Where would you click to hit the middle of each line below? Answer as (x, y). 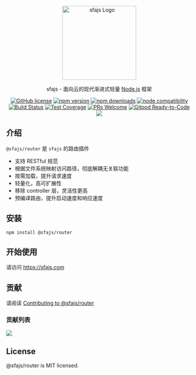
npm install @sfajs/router (39, 232)
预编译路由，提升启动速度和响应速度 (59, 198)
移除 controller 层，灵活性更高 (51, 190)
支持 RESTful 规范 (36, 161)
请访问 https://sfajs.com (35, 267)
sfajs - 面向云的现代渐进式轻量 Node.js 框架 (99, 89)
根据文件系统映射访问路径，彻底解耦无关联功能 (71, 168)
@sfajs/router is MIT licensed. (43, 366)
